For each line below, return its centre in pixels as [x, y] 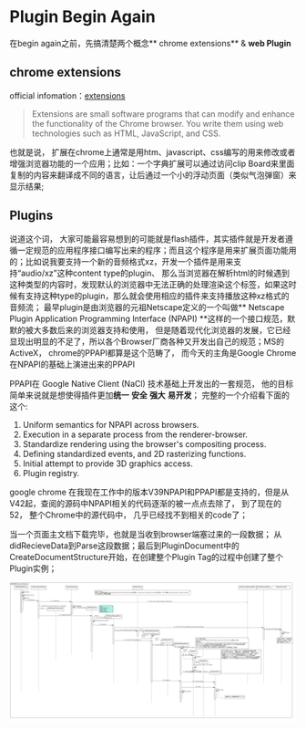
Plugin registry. [51, 473]
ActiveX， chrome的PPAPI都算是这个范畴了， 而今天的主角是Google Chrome [153, 352]
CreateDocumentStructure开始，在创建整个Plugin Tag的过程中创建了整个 [147, 557]
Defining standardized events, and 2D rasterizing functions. [134, 453]
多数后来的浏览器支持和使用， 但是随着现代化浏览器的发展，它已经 [166, 329]
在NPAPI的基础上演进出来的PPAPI [72, 364]
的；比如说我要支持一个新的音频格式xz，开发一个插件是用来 [122, 261]
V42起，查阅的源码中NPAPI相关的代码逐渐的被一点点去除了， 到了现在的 [146, 503]
